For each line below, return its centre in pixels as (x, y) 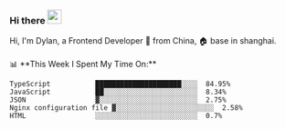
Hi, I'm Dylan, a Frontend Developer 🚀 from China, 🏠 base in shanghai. (143, 41)
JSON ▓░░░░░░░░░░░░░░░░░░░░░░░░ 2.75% (118, 100)
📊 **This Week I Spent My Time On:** (83, 64)
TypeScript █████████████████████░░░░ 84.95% (120, 84)
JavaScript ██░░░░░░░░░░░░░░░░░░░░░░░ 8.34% (118, 92)
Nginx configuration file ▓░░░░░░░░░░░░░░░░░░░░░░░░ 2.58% (127, 108)
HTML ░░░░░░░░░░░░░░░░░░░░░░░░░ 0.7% (116, 116)
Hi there (27, 20)
